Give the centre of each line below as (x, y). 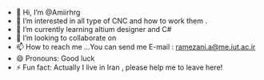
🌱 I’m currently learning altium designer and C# (94, 29)
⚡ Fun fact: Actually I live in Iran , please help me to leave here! (119, 67)
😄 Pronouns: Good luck (55, 58)
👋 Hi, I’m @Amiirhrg (48, 12)
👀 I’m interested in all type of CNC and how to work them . (112, 21)
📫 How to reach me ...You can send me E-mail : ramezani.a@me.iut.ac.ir (136, 47)
